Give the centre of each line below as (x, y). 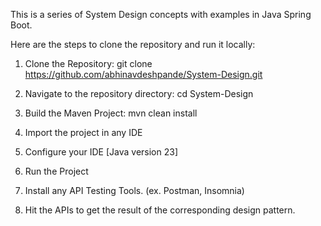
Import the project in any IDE (83, 132)
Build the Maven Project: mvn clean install (111, 113)
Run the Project (56, 171)
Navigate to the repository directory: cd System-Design (139, 93)
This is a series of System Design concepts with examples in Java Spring (161, 14)
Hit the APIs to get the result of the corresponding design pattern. (160, 210)
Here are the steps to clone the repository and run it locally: (133, 44)
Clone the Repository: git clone (88, 63)
